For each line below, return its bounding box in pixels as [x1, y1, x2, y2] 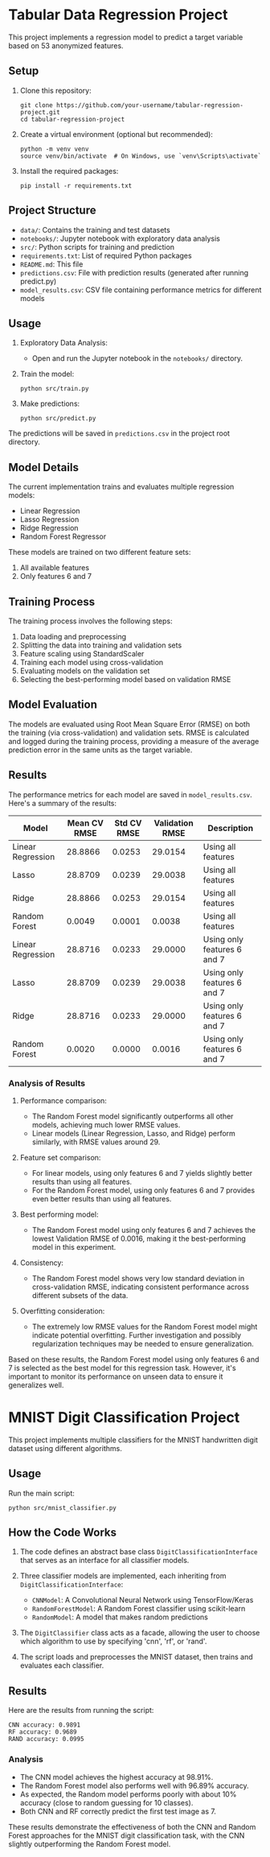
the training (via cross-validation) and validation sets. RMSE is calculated [8, 727, 250, 738]
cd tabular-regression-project [19, 115, 125, 123]
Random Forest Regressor [19, 531, 107, 541]
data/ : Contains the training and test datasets [19, 225, 170, 234]
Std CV [114, 817, 142, 829]
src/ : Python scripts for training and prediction [19, 242, 175, 251]
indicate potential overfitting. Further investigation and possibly [31, 1330, 242, 1340]
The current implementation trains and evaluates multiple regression [8, 482, 235, 492]
